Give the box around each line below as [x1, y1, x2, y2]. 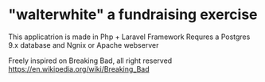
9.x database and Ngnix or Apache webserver [8, 40, 159, 49]
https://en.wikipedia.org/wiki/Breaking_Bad [8, 64, 150, 73]
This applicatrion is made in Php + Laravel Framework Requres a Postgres [8, 32, 251, 41]
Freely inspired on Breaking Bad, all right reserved [8, 56, 173, 65]
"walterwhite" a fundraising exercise [8, 6, 258, 24]
